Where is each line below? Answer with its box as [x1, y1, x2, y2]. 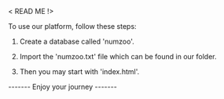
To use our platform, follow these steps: [8, 22, 137, 30]
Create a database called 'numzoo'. [19, 37, 135, 46]
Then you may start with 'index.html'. [19, 67, 140, 76]
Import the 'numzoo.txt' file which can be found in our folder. [19, 52, 218, 61]
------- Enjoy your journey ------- [8, 82, 118, 91]
